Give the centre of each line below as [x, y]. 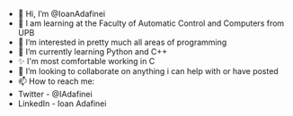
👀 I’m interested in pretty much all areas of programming [122, 42]
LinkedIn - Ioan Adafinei [62, 104]
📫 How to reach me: [56, 81]
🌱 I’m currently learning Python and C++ [93, 52]
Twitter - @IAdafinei [55, 94]
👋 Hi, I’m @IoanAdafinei [62, 14]
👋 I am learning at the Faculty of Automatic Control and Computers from [151, 23]
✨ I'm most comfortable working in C [86, 61]
